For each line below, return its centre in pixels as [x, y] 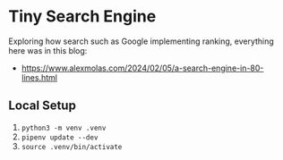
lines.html [39, 77]
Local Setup [43, 106]
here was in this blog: [48, 50]
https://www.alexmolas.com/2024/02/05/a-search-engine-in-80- [142, 68]
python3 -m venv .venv [64, 128]
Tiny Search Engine [82, 17]
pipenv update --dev [60, 137]
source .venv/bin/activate [72, 147]
